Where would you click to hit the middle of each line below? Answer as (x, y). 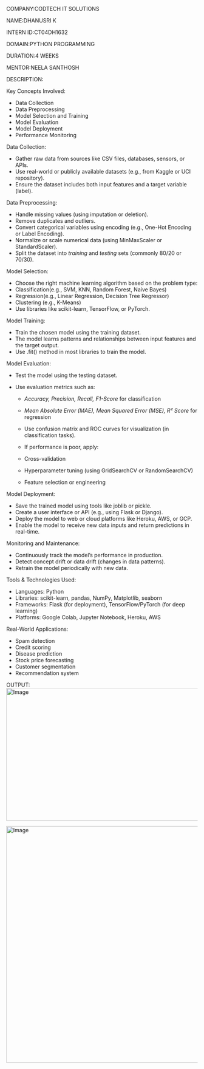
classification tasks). (50, 435)
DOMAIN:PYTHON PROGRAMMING (51, 44)
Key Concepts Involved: (36, 91)
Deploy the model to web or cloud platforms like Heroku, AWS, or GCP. (104, 519)
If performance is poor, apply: (61, 447)
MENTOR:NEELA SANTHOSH (43, 67)
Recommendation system (47, 673)
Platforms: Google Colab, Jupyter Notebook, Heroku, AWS (88, 617)
